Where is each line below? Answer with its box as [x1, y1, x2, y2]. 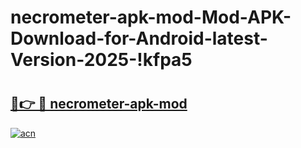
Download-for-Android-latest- [10, 27, 268, 50]
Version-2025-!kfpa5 [10, 49, 193, 71]
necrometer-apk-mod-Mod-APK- [10, 6, 292, 29]
